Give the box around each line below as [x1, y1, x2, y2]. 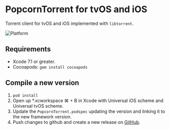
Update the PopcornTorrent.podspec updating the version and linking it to [12, 108, 165, 114]
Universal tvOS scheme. [12, 103, 64, 109]
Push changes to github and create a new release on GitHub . [12, 119, 140, 125]
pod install [12, 93, 38, 98]
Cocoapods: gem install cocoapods [12, 63, 88, 70]
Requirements [5, 45, 51, 54]
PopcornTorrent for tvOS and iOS [5, 4, 148, 15]
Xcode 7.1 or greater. [12, 58, 56, 64]
